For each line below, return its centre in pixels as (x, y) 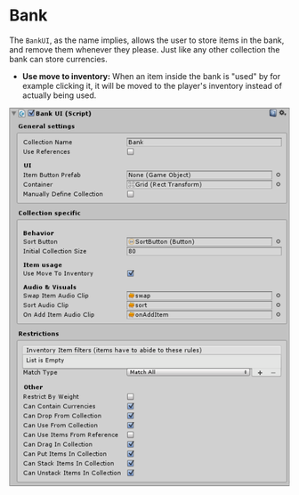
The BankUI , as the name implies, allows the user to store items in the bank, (147, 40)
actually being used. (59, 95)
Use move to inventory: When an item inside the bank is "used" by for (151, 76)
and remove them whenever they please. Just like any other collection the (145, 49)
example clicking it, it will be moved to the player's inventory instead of (152, 85)
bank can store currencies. (59, 59)
